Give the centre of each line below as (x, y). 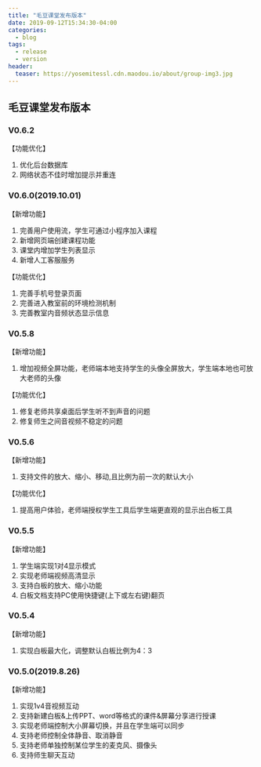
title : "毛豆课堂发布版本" (47, 15)
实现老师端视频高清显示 (57, 575)
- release (31, 52)
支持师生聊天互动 (47, 755)
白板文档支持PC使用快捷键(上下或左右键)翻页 (92, 595)
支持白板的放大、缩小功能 (61, 585)
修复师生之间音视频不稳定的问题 (71, 421)
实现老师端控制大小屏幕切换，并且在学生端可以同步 (102, 725)
